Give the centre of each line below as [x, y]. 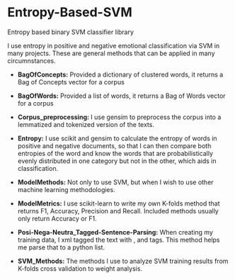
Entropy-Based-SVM [70, 12]
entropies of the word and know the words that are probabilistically [115, 153]
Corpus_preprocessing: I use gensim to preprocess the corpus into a [119, 117]
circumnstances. [31, 60]
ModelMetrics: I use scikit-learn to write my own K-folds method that [119, 203]
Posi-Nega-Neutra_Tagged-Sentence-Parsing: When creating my [115, 232]
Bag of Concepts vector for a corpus [71, 82]
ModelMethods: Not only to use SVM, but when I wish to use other [115, 182]
